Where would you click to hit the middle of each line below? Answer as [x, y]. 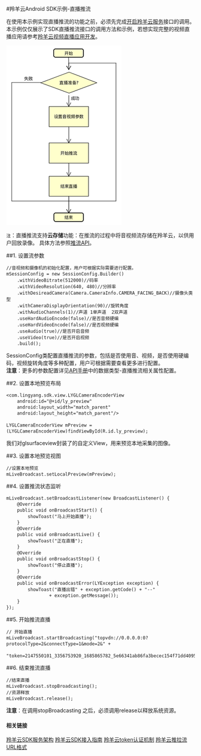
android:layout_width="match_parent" [64, 407]
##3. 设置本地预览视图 [34, 456]
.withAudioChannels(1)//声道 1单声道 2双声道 [72, 312]
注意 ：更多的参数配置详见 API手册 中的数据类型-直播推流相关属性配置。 [93, 371]
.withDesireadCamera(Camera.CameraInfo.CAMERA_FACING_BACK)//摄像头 [103, 293]
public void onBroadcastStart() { [60, 510]
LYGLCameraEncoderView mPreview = [49, 425]
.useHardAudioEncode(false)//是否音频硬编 [68, 319]
